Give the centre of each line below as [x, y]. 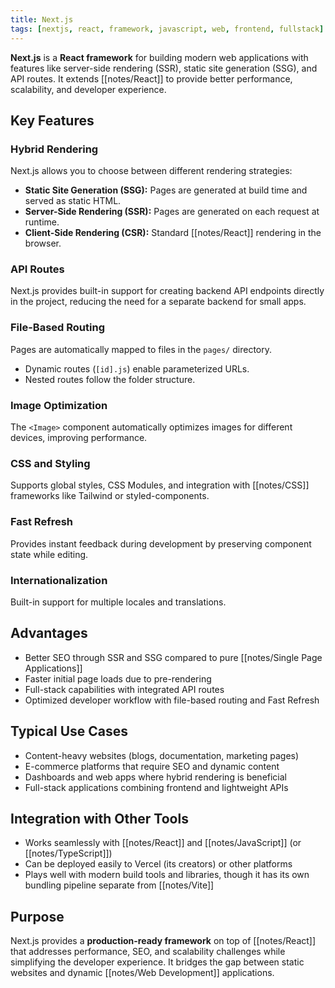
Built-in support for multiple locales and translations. [118, 602]
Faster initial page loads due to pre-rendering [118, 678]
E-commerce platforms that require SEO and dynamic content [152, 766]
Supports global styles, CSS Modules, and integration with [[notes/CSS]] [160, 485]
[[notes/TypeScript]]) [68, 853]
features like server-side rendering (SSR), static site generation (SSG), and [164, 68]
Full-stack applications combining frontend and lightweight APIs [156, 787]
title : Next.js [42, 19]
